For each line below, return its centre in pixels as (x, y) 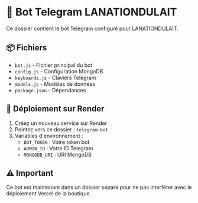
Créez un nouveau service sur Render (61, 123)
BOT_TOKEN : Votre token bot (56, 142)
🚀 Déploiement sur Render (55, 109)
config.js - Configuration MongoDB (59, 71)
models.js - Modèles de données (55, 84)
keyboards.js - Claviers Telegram (55, 78)
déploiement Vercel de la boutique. (49, 194)
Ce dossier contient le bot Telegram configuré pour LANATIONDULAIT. (92, 28)
